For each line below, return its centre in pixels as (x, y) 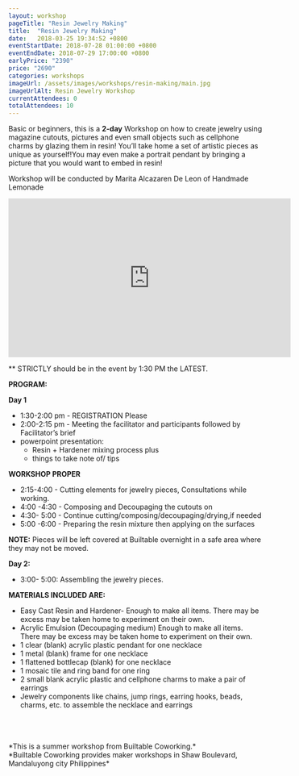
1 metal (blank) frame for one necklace (84, 653)
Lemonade (26, 187)
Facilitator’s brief (48, 433)
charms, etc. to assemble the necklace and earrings (106, 705)
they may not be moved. (48, 549)
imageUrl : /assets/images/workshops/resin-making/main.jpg (110, 83)
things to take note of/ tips (76, 459)
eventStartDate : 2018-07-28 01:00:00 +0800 (83, 46)
